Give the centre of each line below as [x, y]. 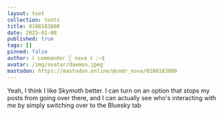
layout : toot [26, 13]
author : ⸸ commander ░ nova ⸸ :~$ [56, 58]
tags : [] [20, 45]
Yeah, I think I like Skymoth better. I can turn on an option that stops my [108, 91]
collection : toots [33, 20]
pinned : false [28, 52]
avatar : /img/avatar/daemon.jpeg [55, 65]
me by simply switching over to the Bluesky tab [74, 105]
